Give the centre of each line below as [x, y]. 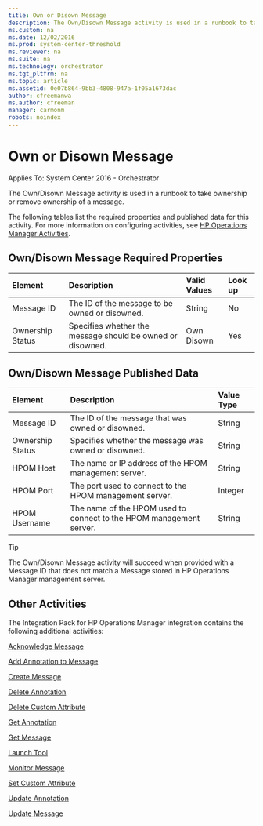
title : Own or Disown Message [58, 15]
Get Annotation [32, 722]
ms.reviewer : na [34, 52]
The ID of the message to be [121, 303]
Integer [231, 491]
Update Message [36, 813]
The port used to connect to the [128, 486]
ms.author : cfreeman [42, 103]
